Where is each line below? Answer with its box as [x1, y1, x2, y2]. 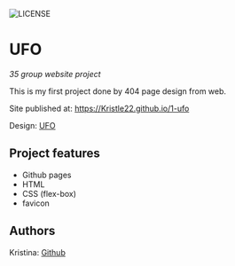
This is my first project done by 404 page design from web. [9, 85, 227, 97]
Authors [9, 223, 56, 239]
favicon [21, 198, 51, 208]
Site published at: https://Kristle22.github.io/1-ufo [9, 103, 190, 113]
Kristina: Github [9, 246, 67, 257]
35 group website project [9, 68, 101, 79]
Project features [9, 146, 100, 161]
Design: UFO [9, 120, 56, 130]
